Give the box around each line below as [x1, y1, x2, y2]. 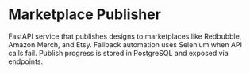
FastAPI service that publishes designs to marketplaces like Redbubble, [8, 31, 242, 41]
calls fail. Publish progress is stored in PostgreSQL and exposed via [8, 48, 229, 57]
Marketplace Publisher [8, 6, 161, 24]
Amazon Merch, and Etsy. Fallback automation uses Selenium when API [8, 39, 243, 49]
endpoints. [8, 57, 44, 66]
